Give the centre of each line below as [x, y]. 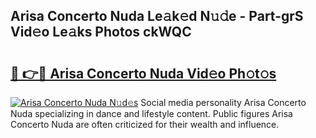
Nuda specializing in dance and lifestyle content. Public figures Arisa [151, 113]
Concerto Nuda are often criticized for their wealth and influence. [145, 124]
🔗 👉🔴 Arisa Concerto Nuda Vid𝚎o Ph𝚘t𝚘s [143, 73]
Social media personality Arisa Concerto [223, 102]
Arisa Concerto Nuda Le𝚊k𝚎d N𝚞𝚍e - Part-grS [157, 16]
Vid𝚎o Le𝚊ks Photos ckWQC [101, 32]
